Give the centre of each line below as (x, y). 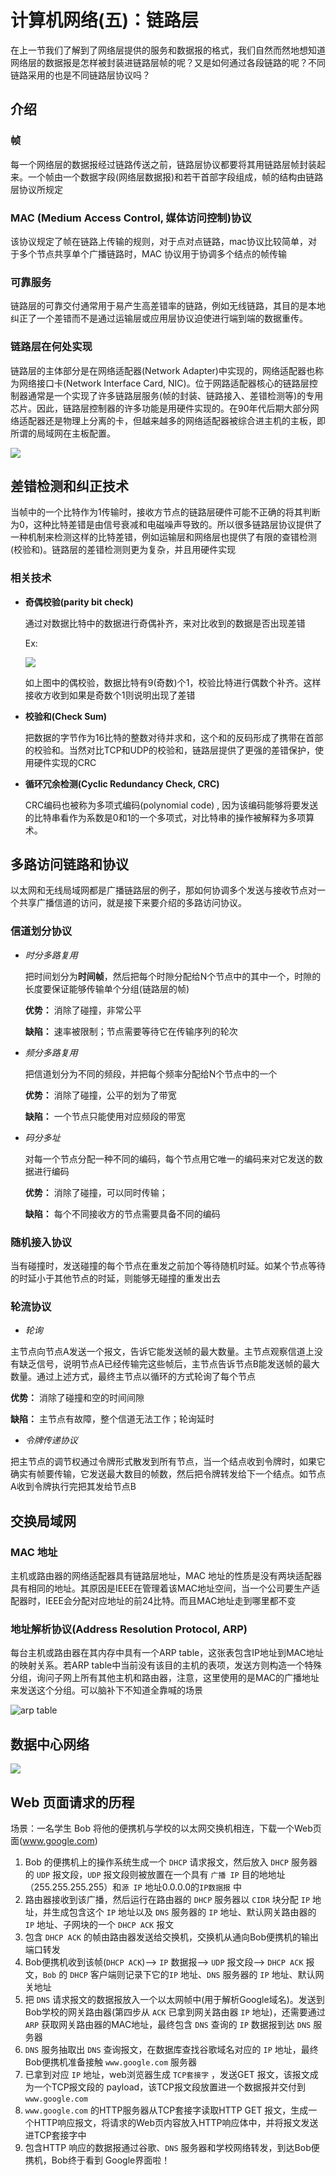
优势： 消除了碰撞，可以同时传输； (96, 1192)
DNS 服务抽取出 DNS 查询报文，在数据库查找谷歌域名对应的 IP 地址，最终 (171, 2049)
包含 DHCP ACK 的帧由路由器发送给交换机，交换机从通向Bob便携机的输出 (172, 1937)
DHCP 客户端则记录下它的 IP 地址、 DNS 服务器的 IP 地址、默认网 (197, 1974)
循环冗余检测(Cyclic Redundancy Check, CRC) (122, 783)
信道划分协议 (41, 931)
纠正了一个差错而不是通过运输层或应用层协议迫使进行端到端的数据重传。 (159, 318)
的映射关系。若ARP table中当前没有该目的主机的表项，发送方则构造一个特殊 (166, 1665)
